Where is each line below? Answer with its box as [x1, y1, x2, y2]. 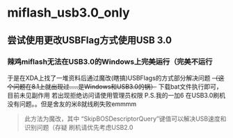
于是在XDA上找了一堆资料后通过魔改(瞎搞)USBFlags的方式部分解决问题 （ [7, 74, 219, 82]
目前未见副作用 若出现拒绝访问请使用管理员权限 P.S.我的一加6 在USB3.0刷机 [7, 91, 226, 99]
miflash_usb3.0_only [7, 5, 130, 21]
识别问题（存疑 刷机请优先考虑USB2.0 [24, 123, 134, 131]
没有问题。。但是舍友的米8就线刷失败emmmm [7, 99, 137, 108]
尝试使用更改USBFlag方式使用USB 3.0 [7, 34, 172, 46]
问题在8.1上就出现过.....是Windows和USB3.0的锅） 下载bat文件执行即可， [13, 82, 223, 91]
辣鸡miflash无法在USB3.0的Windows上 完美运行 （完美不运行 [7, 57, 213, 67]
